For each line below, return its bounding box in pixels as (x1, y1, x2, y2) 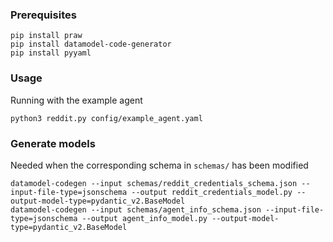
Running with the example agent (10, 94, 143, 106)
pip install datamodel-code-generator (10, 39, 172, 50)
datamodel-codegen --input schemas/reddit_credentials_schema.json (10, 178, 298, 188)
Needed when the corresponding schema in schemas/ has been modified (10, 159, 309, 171)
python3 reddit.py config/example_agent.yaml (10, 113, 203, 123)
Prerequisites (10, 8, 77, 22)
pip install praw (10, 31, 83, 41)
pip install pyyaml (10, 48, 92, 58)
